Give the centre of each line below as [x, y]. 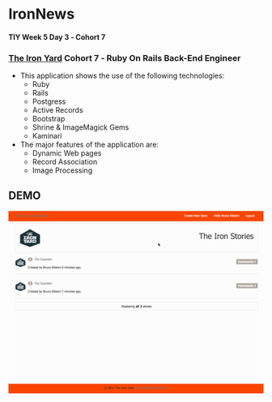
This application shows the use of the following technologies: [122, 76]
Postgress [49, 101]
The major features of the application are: [89, 145]
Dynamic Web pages [67, 153]
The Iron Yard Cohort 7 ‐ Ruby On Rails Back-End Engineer [125, 58]
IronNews [42, 14]
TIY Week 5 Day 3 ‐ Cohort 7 [57, 36]
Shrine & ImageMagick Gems [81, 127]
